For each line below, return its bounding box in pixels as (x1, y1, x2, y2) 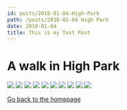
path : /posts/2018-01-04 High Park (7, 16, 109, 23)
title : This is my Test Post (7, 29, 91, 36)
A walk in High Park (7, 59, 120, 74)
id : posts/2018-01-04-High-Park (7, 10, 100, 17)
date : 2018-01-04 (7, 23, 57, 29)
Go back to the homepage (7, 95, 81, 103)
